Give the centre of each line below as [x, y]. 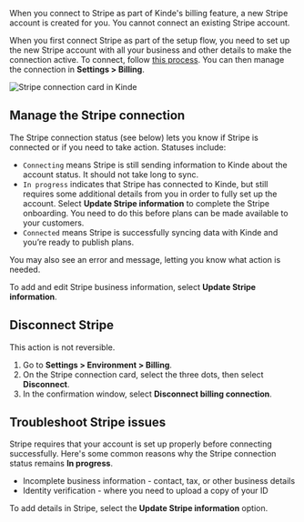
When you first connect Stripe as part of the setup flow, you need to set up [150, 40]
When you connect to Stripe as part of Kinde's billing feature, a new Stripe [149, 13]
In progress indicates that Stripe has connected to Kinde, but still [145, 184]
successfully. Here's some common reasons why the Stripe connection [143, 454]
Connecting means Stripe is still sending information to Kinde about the [155, 165]
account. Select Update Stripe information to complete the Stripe [146, 203]
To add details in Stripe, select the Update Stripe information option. [139, 508]
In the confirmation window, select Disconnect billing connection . [147, 394]
